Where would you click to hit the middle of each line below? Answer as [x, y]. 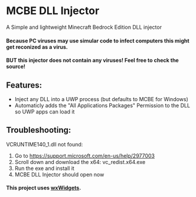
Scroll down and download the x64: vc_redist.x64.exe [80, 162]
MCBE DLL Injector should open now [59, 174]
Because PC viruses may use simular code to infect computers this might [98, 41]
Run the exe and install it [45, 168]
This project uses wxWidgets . [44, 188]
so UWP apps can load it [45, 111]
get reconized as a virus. [37, 47]
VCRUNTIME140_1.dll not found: [45, 144]
